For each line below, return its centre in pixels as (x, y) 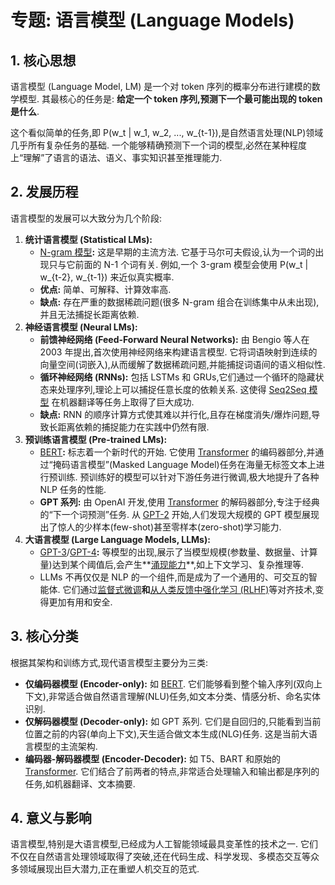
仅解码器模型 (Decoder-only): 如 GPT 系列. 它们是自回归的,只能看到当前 (173, 721)
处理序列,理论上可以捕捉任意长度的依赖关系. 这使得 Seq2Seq (182, 389)
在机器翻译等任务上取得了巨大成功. (123, 402)
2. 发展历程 (44, 192)
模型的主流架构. (65, 746)
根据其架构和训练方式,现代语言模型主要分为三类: (109, 662)
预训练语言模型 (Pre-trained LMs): (96, 439)
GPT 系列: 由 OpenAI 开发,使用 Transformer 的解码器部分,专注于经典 (179, 502)
